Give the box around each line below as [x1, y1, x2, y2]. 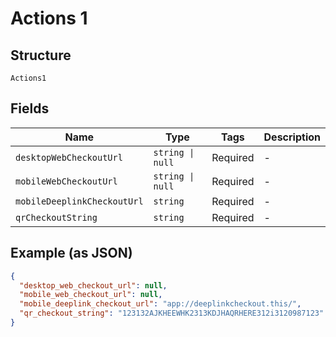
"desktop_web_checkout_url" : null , [19, 280, 168, 291]
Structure [10, 47, 72, 64]
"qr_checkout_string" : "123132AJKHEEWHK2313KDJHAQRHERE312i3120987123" [19, 308, 325, 319]
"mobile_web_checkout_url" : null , [19, 290, 163, 300]
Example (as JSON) [10, 245, 133, 262]
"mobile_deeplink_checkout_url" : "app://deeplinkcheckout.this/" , [19, 299, 302, 309]
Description [263, 130, 321, 144]
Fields [10, 100, 50, 117]
